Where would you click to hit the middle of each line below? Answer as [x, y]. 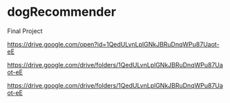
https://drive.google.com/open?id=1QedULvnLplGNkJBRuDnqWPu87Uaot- [113, 44]
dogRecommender [61, 12]
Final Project [25, 31]
